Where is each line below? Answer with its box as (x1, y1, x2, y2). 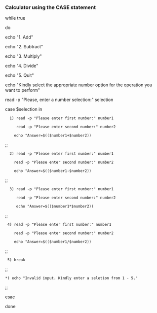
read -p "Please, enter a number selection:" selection (5, 97, 114, 103)
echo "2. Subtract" (5, 44, 43, 50)
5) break (7, 258, 26, 263)
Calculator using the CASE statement (5, 4, 96, 11)
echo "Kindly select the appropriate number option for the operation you (5, 82, 152, 88)
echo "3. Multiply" (5, 53, 42, 59)
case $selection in (5, 106, 42, 112)
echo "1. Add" (5, 34, 34, 40)
